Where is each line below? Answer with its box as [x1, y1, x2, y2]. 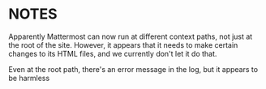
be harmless [8, 73, 50, 83]
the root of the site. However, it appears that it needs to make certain [8, 40, 238, 49]
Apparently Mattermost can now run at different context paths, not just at [8, 32, 253, 41]
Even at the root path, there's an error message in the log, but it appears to [8, 64, 258, 74]
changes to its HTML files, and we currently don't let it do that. [8, 49, 217, 58]
